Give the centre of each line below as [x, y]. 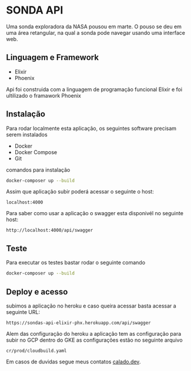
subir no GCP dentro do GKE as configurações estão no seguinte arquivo [95, 340]
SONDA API [35, 10]
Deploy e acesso [37, 292]
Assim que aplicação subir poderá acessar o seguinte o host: [80, 192]
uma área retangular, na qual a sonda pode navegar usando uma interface [95, 32]
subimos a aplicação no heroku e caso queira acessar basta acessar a [91, 306]
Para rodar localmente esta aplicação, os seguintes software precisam [91, 128]
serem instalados [27, 134]
